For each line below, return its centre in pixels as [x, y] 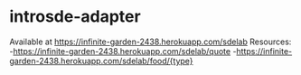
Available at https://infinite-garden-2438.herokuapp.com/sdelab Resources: [150, 42]
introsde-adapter [75, 17]
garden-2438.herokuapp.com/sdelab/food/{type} [101, 61]
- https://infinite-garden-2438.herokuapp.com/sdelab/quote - [123, 51]
